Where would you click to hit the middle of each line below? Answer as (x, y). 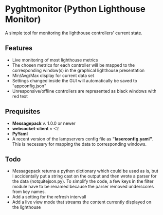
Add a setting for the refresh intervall (49, 197)
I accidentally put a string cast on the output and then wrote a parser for (84, 176)
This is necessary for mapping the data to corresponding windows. (79, 144)
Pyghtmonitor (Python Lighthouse (75, 9)
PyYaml (20, 134)
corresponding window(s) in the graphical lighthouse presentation (78, 70)
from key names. (29, 192)
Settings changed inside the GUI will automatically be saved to (75, 80)
